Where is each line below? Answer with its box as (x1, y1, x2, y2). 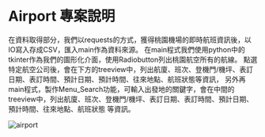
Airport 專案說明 (8, 7, 115, 25)
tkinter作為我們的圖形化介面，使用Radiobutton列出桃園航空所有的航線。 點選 (8, 55, 258, 64)
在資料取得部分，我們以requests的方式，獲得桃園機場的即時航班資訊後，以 (8, 35, 252, 44)
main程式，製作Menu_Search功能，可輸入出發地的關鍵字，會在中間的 (8, 84, 235, 93)
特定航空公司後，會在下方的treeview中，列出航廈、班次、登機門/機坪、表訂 (8, 64, 254, 74)
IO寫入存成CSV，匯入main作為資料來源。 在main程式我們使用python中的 (8, 44, 245, 54)
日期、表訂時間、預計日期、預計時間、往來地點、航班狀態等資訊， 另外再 (8, 74, 246, 84)
